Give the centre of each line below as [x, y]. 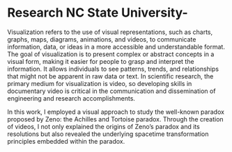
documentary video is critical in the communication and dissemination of [111, 91]
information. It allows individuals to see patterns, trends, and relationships [113, 69]
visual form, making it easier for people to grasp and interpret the [101, 61]
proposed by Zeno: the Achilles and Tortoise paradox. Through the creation [116, 119]
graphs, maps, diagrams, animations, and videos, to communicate [102, 39]
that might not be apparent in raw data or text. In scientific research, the [110, 76]
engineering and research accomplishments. [71, 98]
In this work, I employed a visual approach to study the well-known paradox [116, 112]
